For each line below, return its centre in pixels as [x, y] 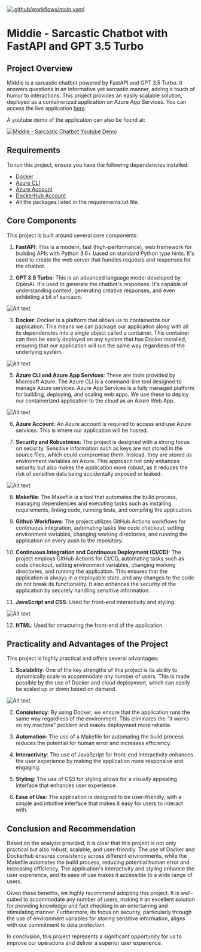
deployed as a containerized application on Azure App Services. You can [97, 102]
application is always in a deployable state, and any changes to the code [105, 577]
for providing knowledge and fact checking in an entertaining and [87, 906]
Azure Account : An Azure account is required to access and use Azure [103, 424]
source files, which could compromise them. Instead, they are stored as [103, 454]
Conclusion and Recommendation [71, 829]
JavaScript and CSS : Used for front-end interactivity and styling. [95, 602]
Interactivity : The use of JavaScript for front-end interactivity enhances [104, 755]
